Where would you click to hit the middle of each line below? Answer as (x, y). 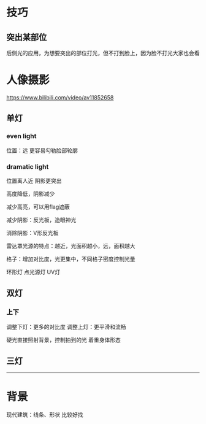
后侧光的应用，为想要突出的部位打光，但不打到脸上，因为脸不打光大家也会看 (103, 53)
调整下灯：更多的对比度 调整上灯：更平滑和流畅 (66, 326)
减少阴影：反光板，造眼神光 (41, 220)
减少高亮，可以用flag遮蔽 (38, 207)
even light (21, 136)
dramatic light (28, 166)
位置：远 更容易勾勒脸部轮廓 (42, 150)
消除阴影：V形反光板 (32, 233)
